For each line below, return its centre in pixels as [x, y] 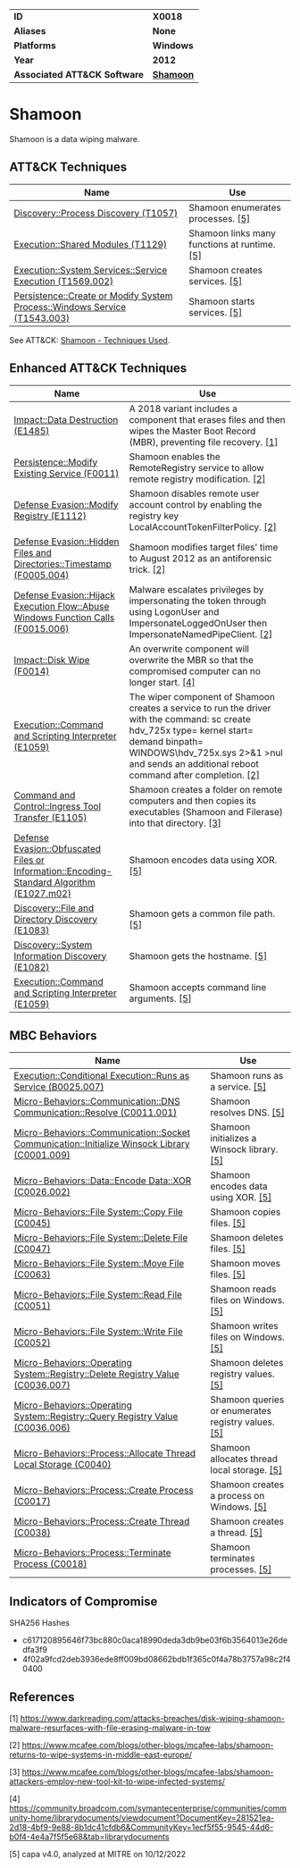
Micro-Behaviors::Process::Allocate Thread [105, 1453]
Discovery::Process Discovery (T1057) [96, 213]
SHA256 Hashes [39, 1623]
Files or [29, 860]
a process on [237, 1496]
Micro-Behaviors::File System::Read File [98, 1295]
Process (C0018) [50, 1564]
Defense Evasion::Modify [66, 504]
